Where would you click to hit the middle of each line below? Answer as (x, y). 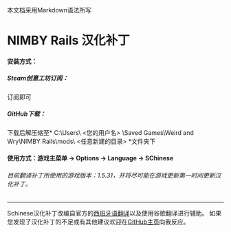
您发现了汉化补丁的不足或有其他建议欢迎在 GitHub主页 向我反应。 (98, 222)
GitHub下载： (26, 114)
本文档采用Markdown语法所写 (49, 10)
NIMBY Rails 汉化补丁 (68, 41)
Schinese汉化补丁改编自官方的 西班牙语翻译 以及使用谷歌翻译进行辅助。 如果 (114, 213)
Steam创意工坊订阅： (38, 78)
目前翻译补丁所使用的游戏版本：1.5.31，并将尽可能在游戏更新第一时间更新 (111, 175)
